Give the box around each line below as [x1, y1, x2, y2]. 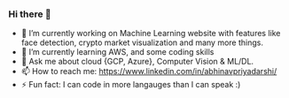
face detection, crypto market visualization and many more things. [20, 37, 263, 48]
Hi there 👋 [8, 8, 52, 20]
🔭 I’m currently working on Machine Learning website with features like [20, 28, 281, 39]
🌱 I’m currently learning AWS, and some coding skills [20, 47, 215, 57]
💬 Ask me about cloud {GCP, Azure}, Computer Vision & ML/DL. [20, 57, 254, 67]
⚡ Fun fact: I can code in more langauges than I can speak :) [20, 79, 241, 90]
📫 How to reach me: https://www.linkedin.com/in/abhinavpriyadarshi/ [20, 66, 277, 77]
